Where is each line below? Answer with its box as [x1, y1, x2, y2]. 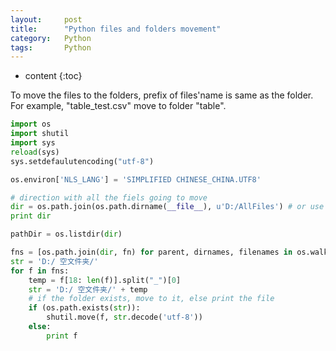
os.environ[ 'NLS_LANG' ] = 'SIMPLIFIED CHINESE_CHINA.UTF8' [10, 174, 262, 185]
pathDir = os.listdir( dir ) [10, 229, 123, 240]
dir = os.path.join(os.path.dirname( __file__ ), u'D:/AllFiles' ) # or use [10, 202, 325, 212]
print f [46, 331, 78, 341]
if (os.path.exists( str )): [28, 303, 141, 313]
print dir [10, 211, 52, 221]
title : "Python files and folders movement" [10, 24, 222, 34]
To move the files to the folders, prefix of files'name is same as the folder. [10, 89, 314, 101]
